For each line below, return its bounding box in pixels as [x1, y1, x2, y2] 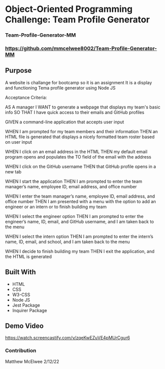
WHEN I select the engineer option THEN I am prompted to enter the [5, 213, 144, 219]
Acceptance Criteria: [5, 94, 47, 100]
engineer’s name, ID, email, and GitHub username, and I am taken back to [5, 218, 154, 224]
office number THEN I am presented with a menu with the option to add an [5, 198, 156, 204]
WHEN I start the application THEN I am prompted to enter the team [5, 178, 142, 184]
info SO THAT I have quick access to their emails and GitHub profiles [5, 109, 144, 115]
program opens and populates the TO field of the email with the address [5, 154, 152, 159]
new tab [5, 168, 22, 174]
